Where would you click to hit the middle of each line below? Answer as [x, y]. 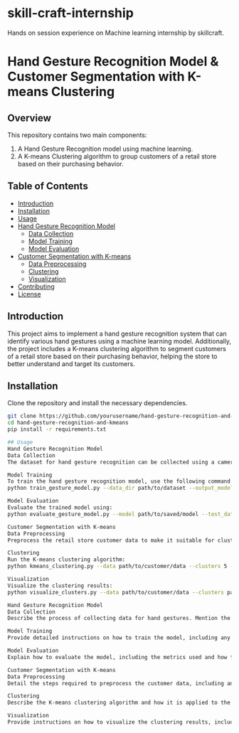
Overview [30, 118]
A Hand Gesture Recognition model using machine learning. [105, 149]
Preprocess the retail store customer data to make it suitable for [111, 540]
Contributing [36, 287]
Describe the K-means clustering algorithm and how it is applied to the [119, 703]
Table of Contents [48, 186]
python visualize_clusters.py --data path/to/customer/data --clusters [116, 592]
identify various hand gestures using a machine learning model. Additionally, [119, 341]
